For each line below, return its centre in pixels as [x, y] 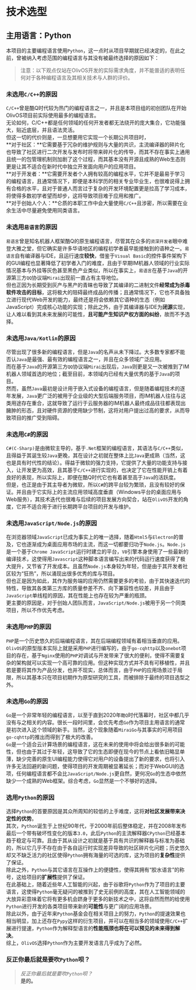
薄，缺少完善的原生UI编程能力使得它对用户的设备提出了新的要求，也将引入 [96, 759]
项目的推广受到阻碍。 [36, 417]
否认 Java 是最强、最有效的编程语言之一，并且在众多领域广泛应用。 [85, 359]
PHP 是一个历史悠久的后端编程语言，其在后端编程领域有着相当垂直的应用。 [94, 641]
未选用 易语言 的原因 [32, 227]
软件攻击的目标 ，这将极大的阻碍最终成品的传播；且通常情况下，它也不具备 [95, 292]
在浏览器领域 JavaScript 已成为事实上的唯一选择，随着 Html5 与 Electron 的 [92, 537]
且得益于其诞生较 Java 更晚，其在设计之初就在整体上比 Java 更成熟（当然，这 [96, 456]
